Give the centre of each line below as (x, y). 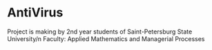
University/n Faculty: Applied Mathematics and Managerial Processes (106, 38)
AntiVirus (35, 13)
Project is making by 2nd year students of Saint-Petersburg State (100, 32)
